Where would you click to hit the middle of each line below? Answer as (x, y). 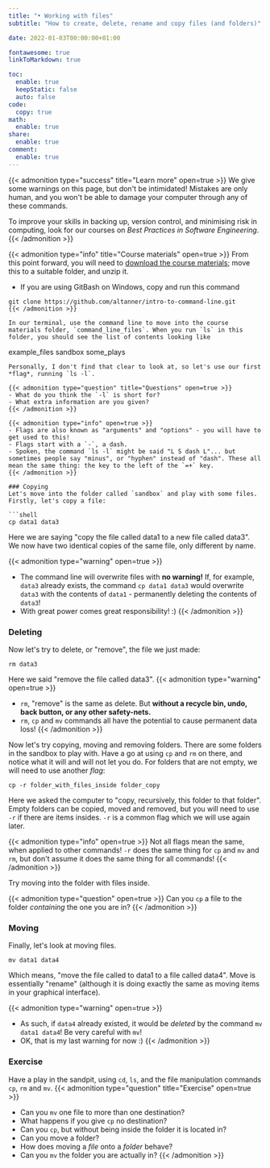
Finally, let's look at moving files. (62, 945)
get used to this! (39, 437)
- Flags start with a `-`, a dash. (68, 444)
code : (17, 104)
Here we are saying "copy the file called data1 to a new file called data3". (129, 536)
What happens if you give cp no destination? (93, 1120)
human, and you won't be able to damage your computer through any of (128, 197)
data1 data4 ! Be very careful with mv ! (81, 1032)
